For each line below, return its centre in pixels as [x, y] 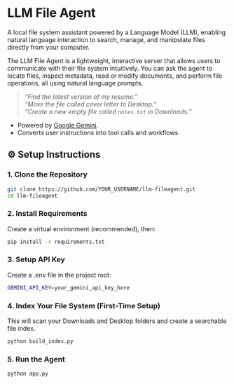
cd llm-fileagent [33, 196]
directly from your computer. [48, 47]
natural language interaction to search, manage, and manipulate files [106, 39]
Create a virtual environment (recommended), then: [82, 228]
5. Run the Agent [36, 359]
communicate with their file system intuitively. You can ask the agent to [110, 68]
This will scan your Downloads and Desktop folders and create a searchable [117, 321]
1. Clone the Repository [47, 174]
